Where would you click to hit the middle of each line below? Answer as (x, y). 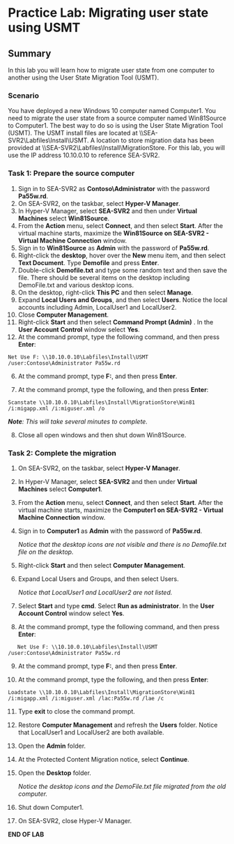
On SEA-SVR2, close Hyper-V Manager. (75, 820)
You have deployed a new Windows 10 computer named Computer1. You (112, 111)
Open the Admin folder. (52, 746)
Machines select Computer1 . (60, 489)
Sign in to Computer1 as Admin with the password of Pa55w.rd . (110, 531)
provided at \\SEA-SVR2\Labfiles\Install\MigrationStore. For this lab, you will (117, 148)
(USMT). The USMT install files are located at (73, 133)
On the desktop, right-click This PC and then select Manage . (106, 292)
